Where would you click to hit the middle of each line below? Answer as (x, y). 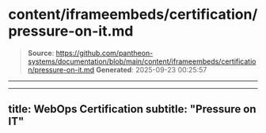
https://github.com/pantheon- (104, 53)
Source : (41, 53)
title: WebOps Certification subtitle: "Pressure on (132, 109)
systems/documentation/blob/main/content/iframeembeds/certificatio (142, 61)
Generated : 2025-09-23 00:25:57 (152, 69)
